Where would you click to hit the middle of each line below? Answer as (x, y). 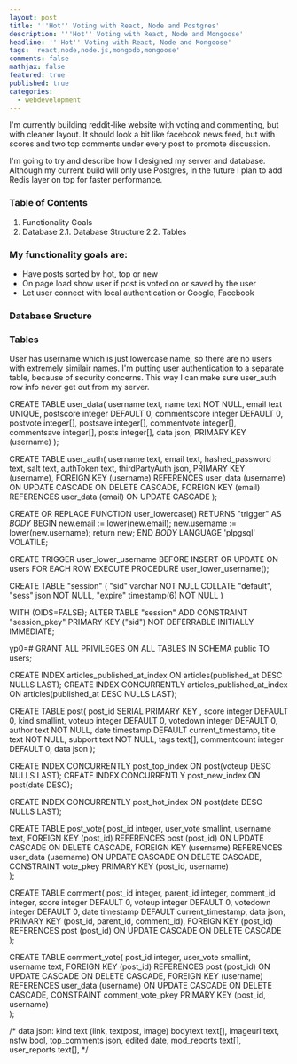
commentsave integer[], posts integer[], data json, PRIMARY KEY (128, 433)
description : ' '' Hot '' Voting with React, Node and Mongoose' (126, 34)
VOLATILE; (29, 543)
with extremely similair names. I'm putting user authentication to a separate (146, 368)
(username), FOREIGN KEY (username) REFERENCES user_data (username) (148, 478)
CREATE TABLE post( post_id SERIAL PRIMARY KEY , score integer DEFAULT (149, 711)
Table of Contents (49, 203)
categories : (31, 91)
